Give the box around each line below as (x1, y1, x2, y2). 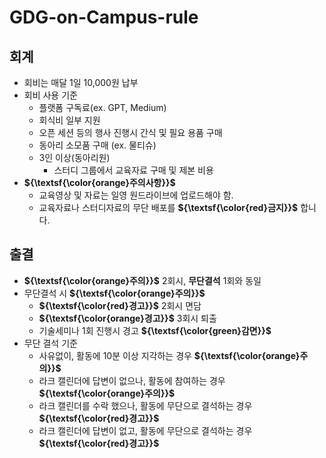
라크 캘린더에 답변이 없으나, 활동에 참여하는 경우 (38, 374, 226, 386)
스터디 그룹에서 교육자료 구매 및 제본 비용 (53, 164, 214, 176)
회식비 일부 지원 (38, 114, 101, 126)
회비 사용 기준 (23, 89, 78, 101)
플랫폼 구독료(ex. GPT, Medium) (38, 102, 167, 113)
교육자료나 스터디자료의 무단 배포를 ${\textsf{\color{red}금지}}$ (38, 202, 299, 213)
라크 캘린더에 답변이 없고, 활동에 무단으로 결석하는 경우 (38, 424, 253, 436)
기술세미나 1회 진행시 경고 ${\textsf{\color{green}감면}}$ (38, 324, 272, 336)
